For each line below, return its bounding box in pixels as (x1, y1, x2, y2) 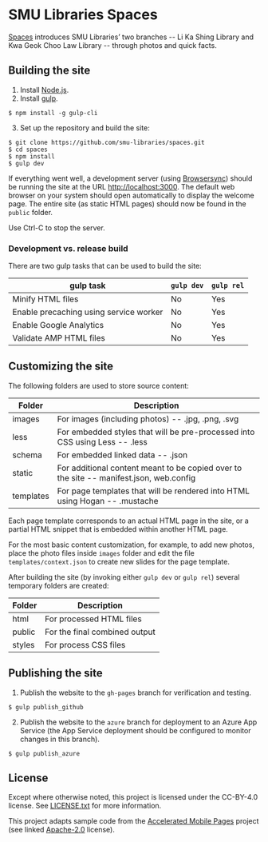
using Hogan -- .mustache (57, 495, 159, 506)
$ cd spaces (8, 146, 48, 154)
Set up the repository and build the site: (19, 122, 150, 133)
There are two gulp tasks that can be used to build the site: (8, 261, 202, 271)
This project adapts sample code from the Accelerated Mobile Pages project (8, 816, 259, 826)
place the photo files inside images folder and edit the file (8, 548, 195, 557)
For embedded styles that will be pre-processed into (57, 426, 255, 437)
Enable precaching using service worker (12, 306, 164, 317)
